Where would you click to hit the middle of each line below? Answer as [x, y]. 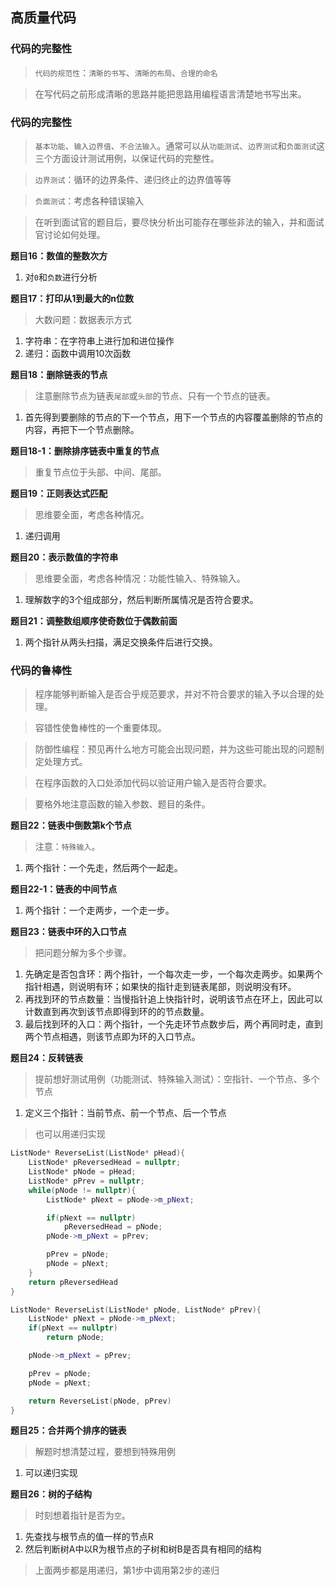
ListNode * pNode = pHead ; [82, 1172]
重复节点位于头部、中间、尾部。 [100, 472]
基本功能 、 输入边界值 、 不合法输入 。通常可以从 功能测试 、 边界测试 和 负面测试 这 [180, 145]
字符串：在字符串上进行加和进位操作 [99, 340]
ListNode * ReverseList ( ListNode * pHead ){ [98, 1153]
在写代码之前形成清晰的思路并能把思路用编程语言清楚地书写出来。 [170, 94]
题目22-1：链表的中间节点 [64, 889]
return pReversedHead [73, 1282]
